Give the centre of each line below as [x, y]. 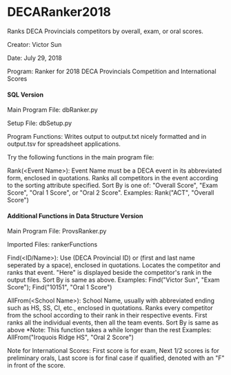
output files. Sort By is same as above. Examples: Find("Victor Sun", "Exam [113, 280]
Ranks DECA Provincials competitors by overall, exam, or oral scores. [105, 31]
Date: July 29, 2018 [34, 58]
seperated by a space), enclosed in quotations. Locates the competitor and [114, 265]
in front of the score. [36, 365]
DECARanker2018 [59, 12]
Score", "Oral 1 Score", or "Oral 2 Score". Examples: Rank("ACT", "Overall [111, 193]
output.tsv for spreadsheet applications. [64, 144]
